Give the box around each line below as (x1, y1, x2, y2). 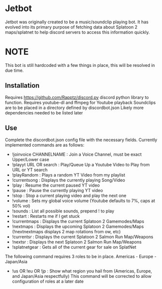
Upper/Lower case (12, 156, 49, 162)
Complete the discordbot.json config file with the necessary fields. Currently (5, 137, 158, 143)
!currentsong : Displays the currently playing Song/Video (12, 177, 125, 183)
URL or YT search (12, 167, 48, 173)
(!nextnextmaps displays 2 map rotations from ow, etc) (12, 228, 121, 234)
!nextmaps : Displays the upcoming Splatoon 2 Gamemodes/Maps (12, 224, 144, 229)
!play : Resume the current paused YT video (12, 182, 100, 188)
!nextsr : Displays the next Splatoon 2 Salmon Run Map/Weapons (12, 239, 142, 245)
